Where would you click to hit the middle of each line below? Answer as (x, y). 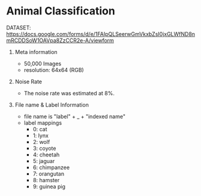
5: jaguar (44, 161)
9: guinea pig (49, 186)
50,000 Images (43, 64)
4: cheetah (46, 155)
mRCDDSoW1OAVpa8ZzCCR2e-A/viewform (60, 40)
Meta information (36, 52)
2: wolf (41, 141)
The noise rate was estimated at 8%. (69, 93)
